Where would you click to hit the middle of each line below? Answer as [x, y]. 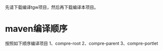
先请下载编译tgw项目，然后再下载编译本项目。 [52, 7]
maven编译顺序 [36, 29]
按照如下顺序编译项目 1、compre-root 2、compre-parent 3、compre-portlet [81, 43]
